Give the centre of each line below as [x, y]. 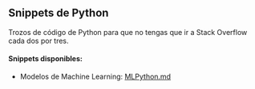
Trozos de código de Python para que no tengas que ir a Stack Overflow [128, 32]
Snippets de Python [59, 13]
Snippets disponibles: [45, 59]
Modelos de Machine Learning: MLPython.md [95, 77]
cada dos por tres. [39, 41]
